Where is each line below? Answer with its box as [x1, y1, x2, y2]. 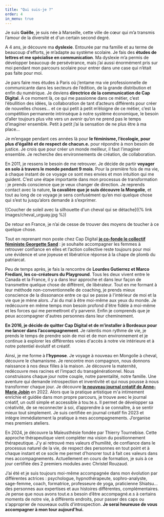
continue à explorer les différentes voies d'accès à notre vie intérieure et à [5, 338, 155, 344]
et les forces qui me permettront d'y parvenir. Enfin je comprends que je [5, 308, 150, 314]
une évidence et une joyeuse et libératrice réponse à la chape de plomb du [5, 252, 156, 258]
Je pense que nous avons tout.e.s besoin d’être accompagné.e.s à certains [5, 491, 156, 497]
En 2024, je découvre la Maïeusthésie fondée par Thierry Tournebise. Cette [5, 430, 157, 435]
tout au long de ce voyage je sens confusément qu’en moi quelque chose [5, 192, 153, 198]
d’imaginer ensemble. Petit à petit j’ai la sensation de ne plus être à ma [5, 121, 146, 127]
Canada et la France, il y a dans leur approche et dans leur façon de [5, 277, 142, 282]
